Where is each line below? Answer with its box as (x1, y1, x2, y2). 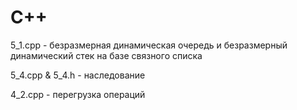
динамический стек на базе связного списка (10, 49, 203, 61)
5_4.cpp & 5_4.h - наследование (10, 69, 146, 81)
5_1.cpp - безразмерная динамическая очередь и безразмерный (10, 39, 288, 51)
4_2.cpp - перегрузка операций (10, 88, 146, 100)
